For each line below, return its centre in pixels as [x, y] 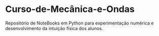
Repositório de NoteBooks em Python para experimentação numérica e [79, 23]
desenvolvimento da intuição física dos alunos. [54, 28]
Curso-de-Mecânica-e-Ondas [70, 9]
